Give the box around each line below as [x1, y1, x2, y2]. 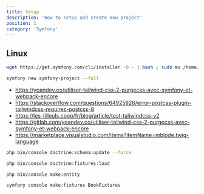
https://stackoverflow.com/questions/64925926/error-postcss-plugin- [15, 99, 192, 106]
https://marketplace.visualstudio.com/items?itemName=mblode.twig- [15, 131, 189, 138]
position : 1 [6, 20, 36, 26]
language [15, 138, 39, 145]
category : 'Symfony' [6, 25, 59, 32]
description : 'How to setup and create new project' [6, 15, 143, 21]
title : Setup [6, 8, 39, 15]
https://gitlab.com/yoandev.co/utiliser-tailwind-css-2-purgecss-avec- [15, 118, 190, 125]
